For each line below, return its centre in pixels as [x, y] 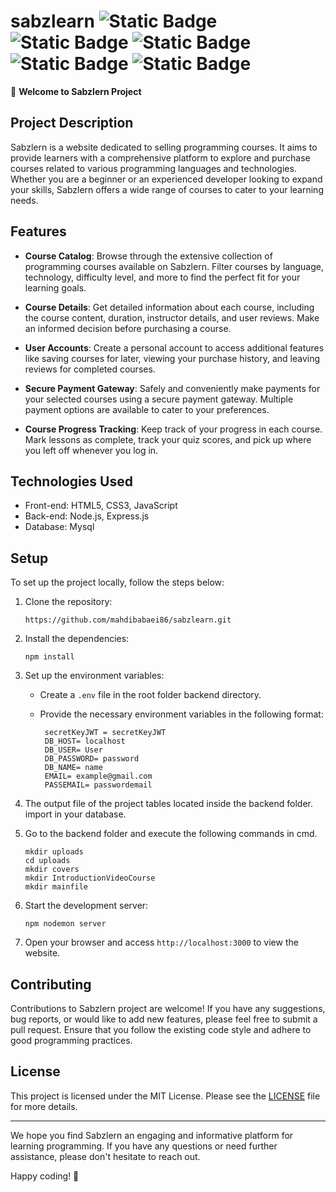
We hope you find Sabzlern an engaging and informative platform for [152, 1135]
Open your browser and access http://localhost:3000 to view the [161, 942]
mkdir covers [52, 870]
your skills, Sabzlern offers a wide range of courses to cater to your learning [167, 189]
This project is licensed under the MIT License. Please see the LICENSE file [165, 1096]
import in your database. [75, 814]
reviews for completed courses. [90, 369]
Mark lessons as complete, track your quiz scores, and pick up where [168, 439]
